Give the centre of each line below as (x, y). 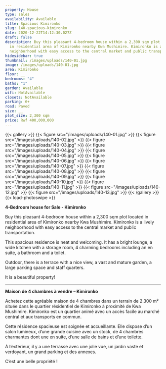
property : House (22, 10)
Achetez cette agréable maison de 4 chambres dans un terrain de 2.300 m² (82, 301)
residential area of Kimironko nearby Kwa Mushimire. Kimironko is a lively (80, 222)
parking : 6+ (17, 102)
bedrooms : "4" (20, 79)
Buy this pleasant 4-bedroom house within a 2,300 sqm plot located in (77, 216)
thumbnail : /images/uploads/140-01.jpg (46, 60)
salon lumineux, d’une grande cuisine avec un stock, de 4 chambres (74, 331)
